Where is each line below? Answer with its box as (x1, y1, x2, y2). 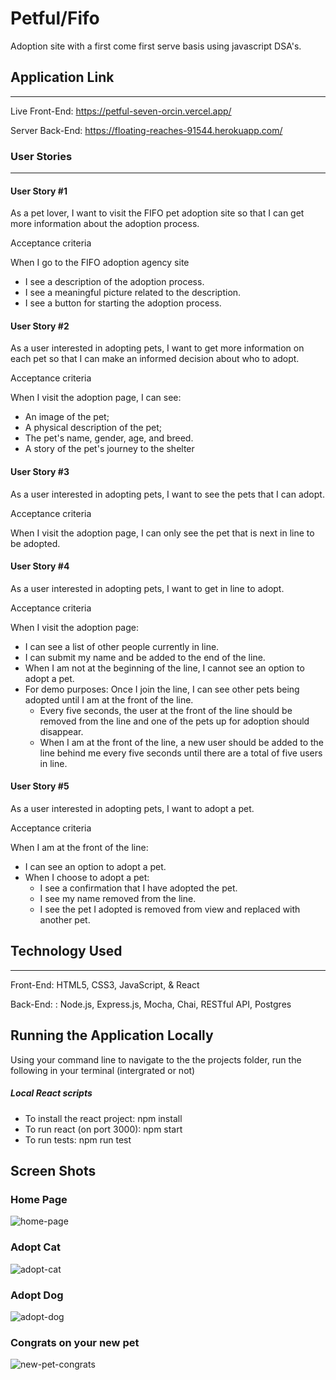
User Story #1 (10, 185, 68, 197)
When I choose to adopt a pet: (24, 872, 150, 884)
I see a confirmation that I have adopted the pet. (39, 882, 238, 894)
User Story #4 (10, 560, 70, 572)
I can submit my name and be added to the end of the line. (24, 651, 266, 663)
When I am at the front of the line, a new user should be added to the (39, 736, 324, 748)
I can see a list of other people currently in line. (24, 640, 220, 652)
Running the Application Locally (10, 1027, 214, 1044)
